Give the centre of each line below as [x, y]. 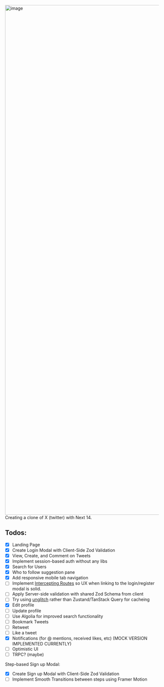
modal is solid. [27, 589]
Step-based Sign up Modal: [33, 664]
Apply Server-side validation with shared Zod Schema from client [78, 594]
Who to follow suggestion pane [43, 572]
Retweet [20, 627]
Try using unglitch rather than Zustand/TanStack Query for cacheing [81, 599]
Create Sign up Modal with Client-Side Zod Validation [66, 674]
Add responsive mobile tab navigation [50, 578]
